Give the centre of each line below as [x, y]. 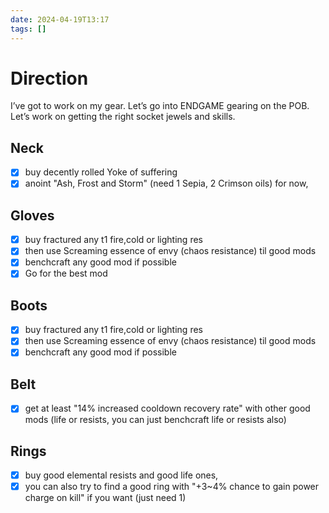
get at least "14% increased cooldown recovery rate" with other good [167, 408]
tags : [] [28, 29]
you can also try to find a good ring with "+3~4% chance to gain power [172, 487]
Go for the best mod [66, 273]
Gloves [32, 215]
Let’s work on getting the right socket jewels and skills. [123, 117]
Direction [49, 78]
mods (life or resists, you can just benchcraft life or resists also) [155, 420]
